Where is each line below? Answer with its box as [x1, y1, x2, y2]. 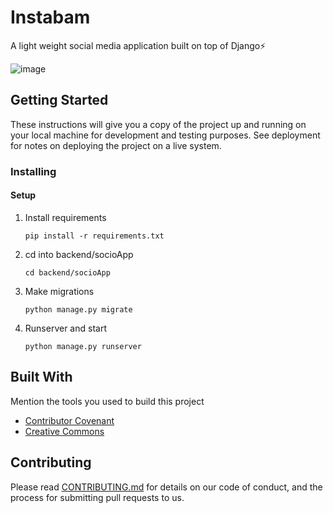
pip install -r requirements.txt [24, 231, 165, 241]
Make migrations [24, 285, 95, 297]
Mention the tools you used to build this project [10, 395, 205, 407]
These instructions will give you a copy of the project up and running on [10, 118, 307, 130]
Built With [10, 369, 73, 386]
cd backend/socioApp [24, 267, 111, 278]
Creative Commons [24, 425, 105, 437]
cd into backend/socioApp [24, 248, 134, 260]
